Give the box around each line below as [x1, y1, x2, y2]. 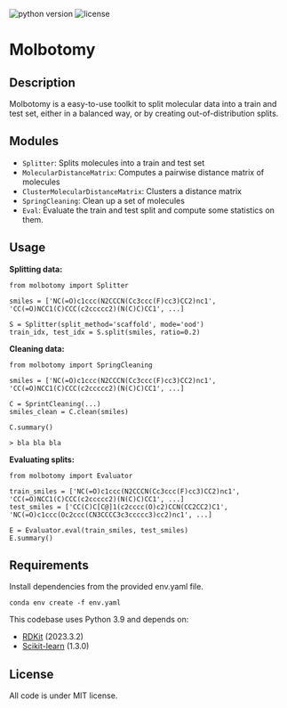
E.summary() [9, 533, 53, 542]
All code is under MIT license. [9, 690, 118, 701]
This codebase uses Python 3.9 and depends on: [9, 614, 189, 625]
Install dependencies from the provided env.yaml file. [9, 582, 204, 592]
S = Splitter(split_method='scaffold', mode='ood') [9, 320, 204, 329]
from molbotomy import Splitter [9, 281, 129, 289]
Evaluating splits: [9, 454, 76, 465]
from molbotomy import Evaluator [9, 471, 133, 480]
